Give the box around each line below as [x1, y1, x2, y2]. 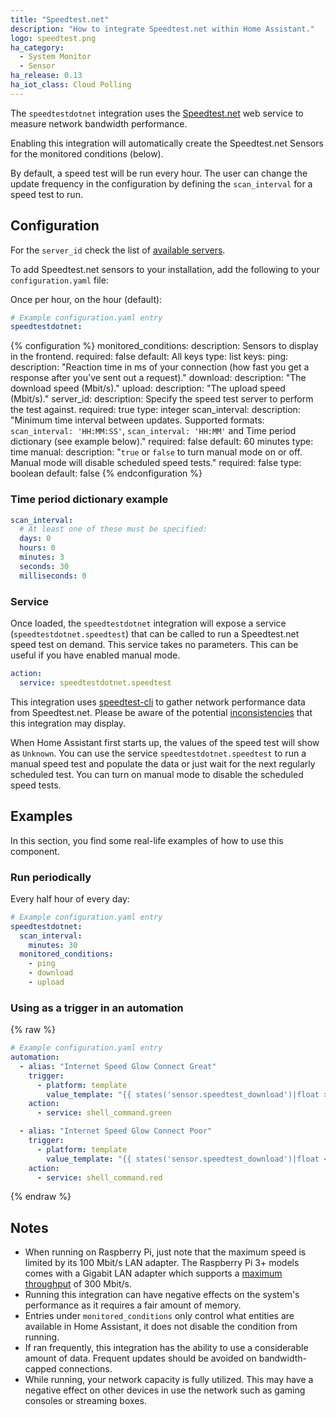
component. [10, 845, 60, 857]
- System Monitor [19, 52, 92, 62]
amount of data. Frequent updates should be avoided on [24, 1352, 257, 1365]
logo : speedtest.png [10, 33, 97, 43]
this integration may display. [10, 717, 127, 729]
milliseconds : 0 [19, 571, 87, 581]
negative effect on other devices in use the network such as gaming [24, 1384, 306, 1396]
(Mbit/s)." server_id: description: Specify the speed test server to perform [10, 393, 314, 405]
